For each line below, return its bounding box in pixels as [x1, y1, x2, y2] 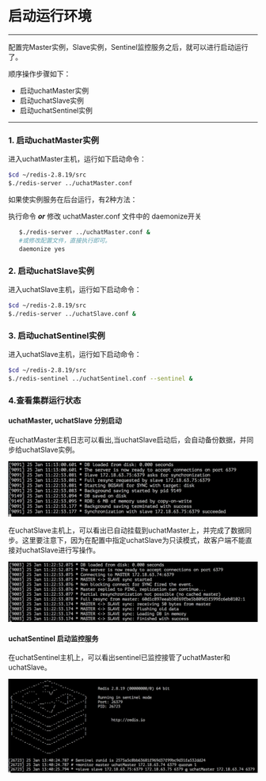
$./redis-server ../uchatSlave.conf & [8, 309, 136, 317]
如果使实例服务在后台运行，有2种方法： [8, 195, 138, 204]
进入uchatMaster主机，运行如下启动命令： [8, 154, 146, 164]
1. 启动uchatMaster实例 [8, 135, 99, 146]
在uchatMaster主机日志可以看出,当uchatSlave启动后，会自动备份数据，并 [8, 434, 247, 444]
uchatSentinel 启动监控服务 [8, 634, 99, 643]
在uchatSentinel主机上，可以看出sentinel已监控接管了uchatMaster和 [8, 653, 231, 662]
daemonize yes [18, 245, 66, 253]
